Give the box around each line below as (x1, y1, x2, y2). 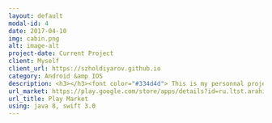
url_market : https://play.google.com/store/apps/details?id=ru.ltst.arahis (8, 87, 270, 95)
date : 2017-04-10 (8, 27, 67, 35)
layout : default (8, 11, 63, 20)
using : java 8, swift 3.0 (8, 102, 96, 110)
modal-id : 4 (8, 19, 49, 28)
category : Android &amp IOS (8, 72, 104, 80)
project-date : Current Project (8, 49, 114, 57)
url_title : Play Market (8, 95, 89, 103)
